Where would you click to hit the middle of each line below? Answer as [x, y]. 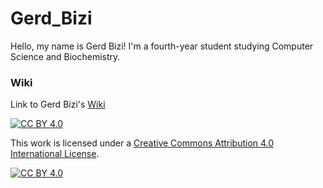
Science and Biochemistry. [65, 56]
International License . [55, 154]
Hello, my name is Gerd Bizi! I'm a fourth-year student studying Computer [162, 46]
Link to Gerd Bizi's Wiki [58, 104]
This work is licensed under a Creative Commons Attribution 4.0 [142, 143]
